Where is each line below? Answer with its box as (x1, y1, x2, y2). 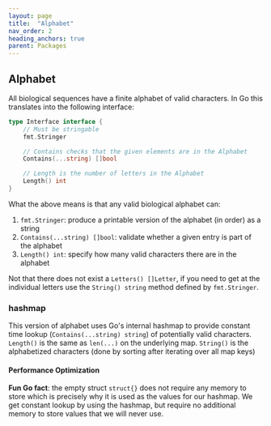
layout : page (8, 11, 53, 20)
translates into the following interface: (8, 102, 135, 112)
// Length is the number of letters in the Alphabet (23, 169, 205, 178)
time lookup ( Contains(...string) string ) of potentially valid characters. (8, 330, 252, 339)
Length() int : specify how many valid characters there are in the (19, 249, 237, 259)
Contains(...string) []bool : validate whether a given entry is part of (19, 232, 252, 241)
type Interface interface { (8, 117, 104, 126)
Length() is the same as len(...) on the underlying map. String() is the (8, 338, 249, 348)
